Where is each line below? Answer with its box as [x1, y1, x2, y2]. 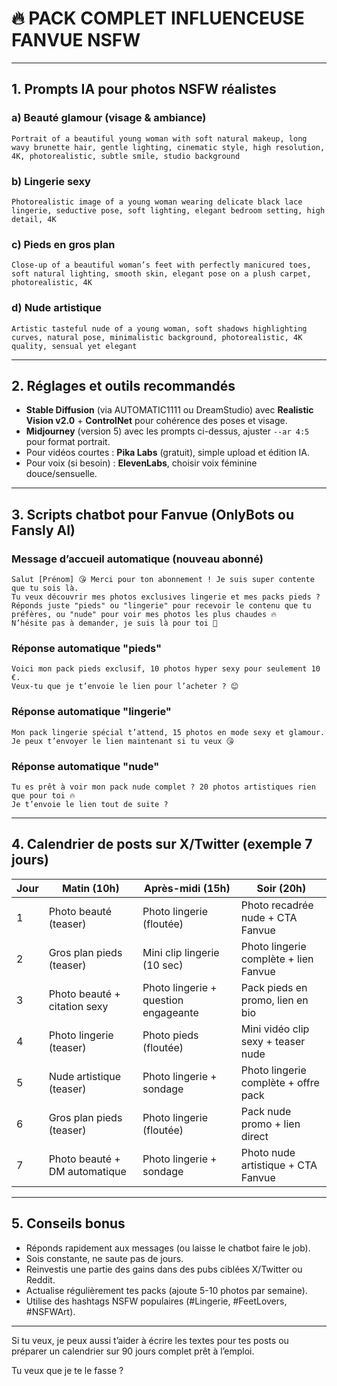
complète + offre [240, 1075, 320, 1089]
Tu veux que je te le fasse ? [11, 1364, 124, 1376]
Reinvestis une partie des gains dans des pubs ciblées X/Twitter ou [25, 1263, 303, 1275]
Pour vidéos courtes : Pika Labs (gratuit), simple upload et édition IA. [25, 447, 311, 459]
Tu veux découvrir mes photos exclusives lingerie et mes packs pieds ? [11, 592, 321, 602]
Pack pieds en [240, 980, 308, 994]
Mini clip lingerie [142, 945, 220, 959]
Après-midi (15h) [144, 881, 231, 895]
